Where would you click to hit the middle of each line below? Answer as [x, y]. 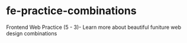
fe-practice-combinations [72, 11]
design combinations [32, 33]
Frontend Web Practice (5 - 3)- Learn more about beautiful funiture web [94, 27]
